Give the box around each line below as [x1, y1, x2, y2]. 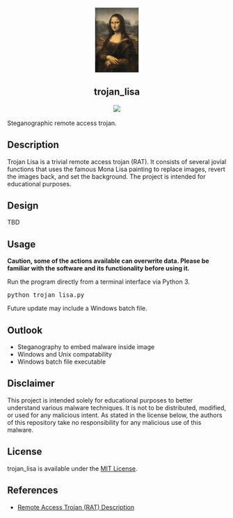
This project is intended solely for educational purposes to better [7, 396, 193, 404]
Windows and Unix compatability [17, 350, 113, 359]
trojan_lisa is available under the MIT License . [7, 464, 138, 473]
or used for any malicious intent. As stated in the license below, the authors [7, 411, 223, 419]
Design [7, 200, 39, 212]
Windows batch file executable [17, 357, 106, 366]
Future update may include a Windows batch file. [7, 304, 147, 313]
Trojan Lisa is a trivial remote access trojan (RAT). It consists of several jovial [7, 157, 227, 165]
